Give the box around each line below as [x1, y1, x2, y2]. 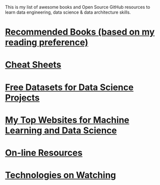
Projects [5, 92, 40, 103]
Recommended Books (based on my [5, 26, 155, 38]
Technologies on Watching [5, 170, 116, 181]
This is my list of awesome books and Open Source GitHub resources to [5, 4, 150, 10]
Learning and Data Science [5, 125, 117, 136]
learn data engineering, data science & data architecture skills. [5, 9, 131, 15]
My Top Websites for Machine [5, 115, 130, 125]
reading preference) [5, 37, 89, 48]
